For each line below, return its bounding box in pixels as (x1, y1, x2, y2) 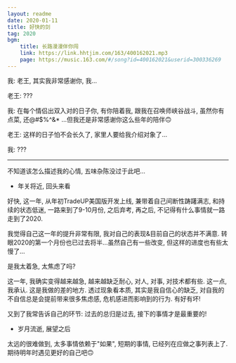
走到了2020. (7, 214, 44, 223)
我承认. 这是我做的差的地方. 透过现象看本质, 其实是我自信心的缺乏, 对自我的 (7, 285, 225, 294)
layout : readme (7, 10, 52, 18)
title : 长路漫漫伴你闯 (20, 43, 79, 50)
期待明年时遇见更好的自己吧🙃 (7, 348, 94, 357)
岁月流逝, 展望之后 (17, 324, 71, 333)
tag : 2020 (7, 30, 37, 37)
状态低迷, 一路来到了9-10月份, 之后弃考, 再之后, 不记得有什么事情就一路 (19, 205, 225, 214)
